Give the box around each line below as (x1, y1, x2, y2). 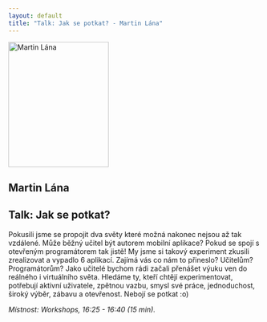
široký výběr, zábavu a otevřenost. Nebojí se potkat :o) (8, 289, 189, 299)
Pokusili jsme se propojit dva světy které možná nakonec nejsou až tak (8, 229, 242, 239)
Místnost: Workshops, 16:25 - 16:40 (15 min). (8, 304, 156, 314)
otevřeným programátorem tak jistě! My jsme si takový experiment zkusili (8, 246, 250, 256)
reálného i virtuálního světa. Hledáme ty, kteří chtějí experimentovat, (8, 272, 233, 281)
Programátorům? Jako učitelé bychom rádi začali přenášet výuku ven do (8, 264, 248, 273)
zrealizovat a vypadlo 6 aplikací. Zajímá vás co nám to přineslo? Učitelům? (8, 255, 254, 264)
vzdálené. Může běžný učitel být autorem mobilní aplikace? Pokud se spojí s (8, 238, 260, 248)
